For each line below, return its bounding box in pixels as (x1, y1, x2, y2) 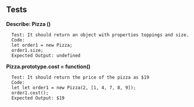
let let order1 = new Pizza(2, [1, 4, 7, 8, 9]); (11, 85, 136, 90)
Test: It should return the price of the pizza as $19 (11, 74, 150, 80)
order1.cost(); (11, 90, 49, 96)
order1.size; (11, 47, 44, 53)
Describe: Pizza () (6, 20, 51, 27)
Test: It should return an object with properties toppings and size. (11, 32, 189, 38)
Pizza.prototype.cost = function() (6, 63, 90, 70)
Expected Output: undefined (11, 53, 81, 59)
